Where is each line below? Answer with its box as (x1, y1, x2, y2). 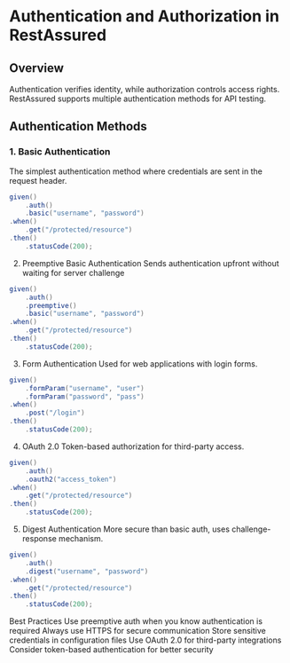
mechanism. (59, 533, 104, 544)
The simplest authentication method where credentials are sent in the (9, 166, 263, 177)
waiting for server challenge (21, 267, 125, 278)
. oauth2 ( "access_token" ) (25, 475, 117, 484)
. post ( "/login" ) (25, 408, 86, 418)
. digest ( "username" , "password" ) (25, 566, 149, 576)
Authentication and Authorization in (9, 6, 279, 27)
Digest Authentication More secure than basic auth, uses (21, 524, 231, 534)
